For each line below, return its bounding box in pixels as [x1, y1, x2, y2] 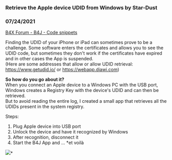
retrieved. [5, 93, 26, 99]
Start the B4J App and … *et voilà [12, 140, 84, 146]
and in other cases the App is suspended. [5, 56, 93, 62]
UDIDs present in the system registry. [5, 104, 85, 110]
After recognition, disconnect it [12, 134, 79, 141]
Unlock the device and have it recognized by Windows [12, 129, 128, 135]
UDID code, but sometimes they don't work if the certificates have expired [5, 50, 163, 56]
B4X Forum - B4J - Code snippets [5, 30, 78, 36]
